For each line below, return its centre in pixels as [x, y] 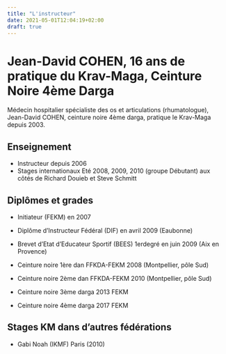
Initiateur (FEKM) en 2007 [54, 217]
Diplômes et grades [50, 200]
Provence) [32, 251]
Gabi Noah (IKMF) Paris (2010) [61, 344]
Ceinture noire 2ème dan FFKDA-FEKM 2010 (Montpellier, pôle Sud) [114, 278]
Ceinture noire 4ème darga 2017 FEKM [73, 305]
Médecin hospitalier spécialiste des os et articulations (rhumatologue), [108, 110]
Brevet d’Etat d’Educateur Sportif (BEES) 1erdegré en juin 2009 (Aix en [118, 244]
